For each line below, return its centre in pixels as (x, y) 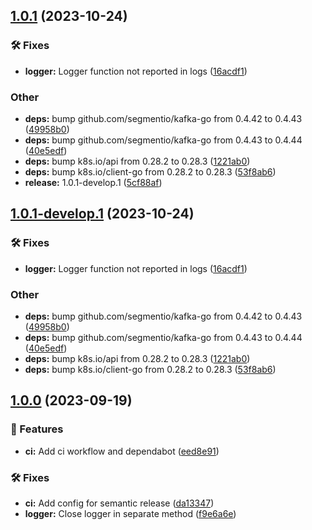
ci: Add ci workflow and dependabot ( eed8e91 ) (122, 451)
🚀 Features (37, 429)
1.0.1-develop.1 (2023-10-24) (102, 214)
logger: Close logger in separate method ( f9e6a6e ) (130, 513)
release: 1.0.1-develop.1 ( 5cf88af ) (93, 182)
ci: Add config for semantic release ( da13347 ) (119, 503)
